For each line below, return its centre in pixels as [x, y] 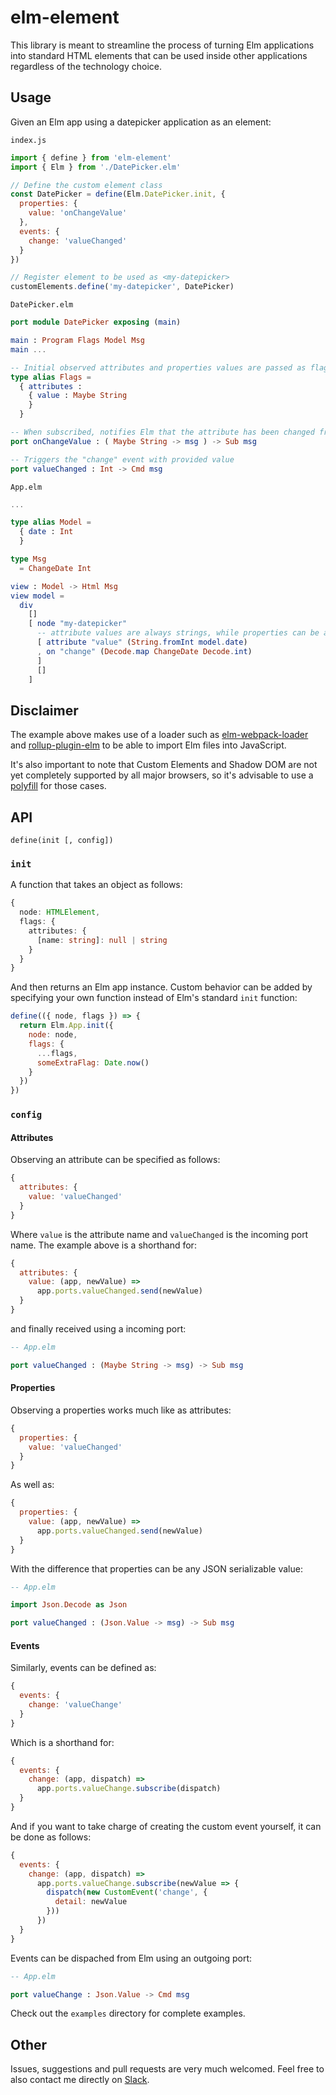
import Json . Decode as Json [69, 1605]
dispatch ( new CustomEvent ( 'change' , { [127, 1892]
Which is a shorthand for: [62, 1742]
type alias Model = [51, 522]
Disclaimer [44, 710]
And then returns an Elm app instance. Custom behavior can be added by [161, 987]
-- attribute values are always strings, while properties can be [178, 633]
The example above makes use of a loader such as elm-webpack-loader [159, 735]
